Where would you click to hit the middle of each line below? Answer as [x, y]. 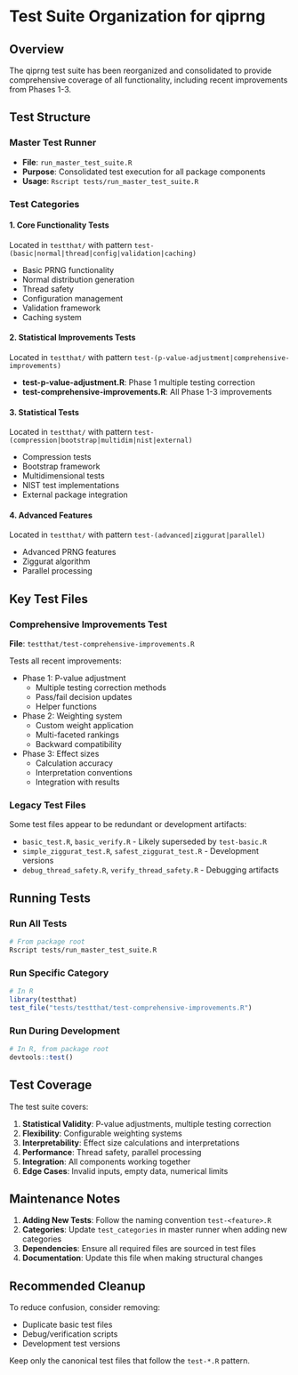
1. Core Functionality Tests [59, 225]
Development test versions [71, 1344]
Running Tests [50, 898]
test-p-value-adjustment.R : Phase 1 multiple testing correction [138, 382]
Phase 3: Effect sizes [60, 754]
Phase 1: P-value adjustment [74, 679]
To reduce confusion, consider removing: [85, 1307]
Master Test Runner [53, 142]
